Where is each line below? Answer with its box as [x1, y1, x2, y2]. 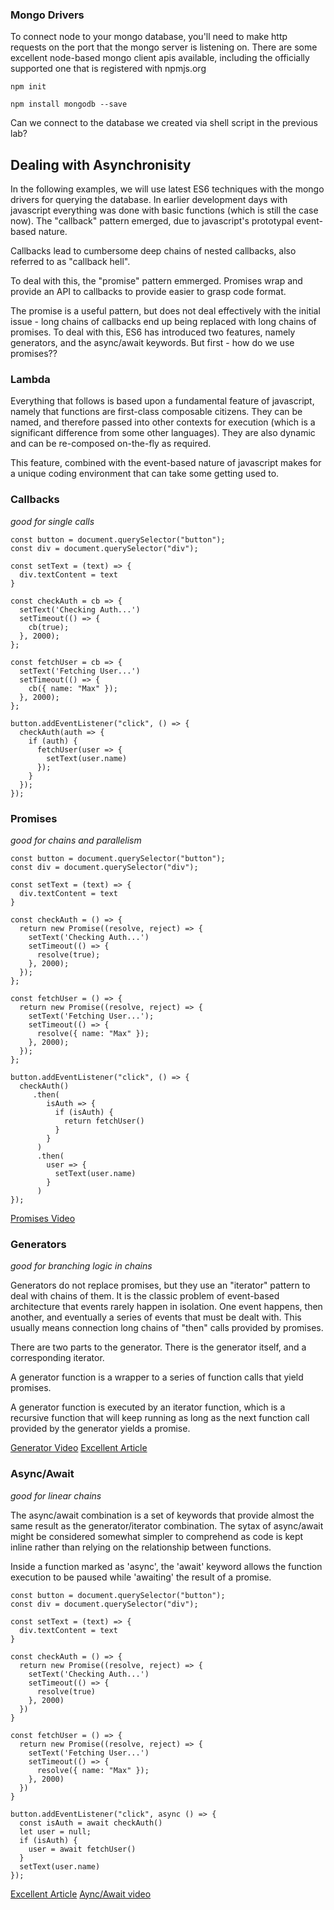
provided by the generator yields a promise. [10, 1423, 191, 1435]
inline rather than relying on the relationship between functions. [10, 1541, 272, 1553]
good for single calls [10, 515, 95, 527]
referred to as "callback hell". [10, 256, 131, 268]
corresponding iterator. [10, 1352, 105, 1364]
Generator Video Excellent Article [10, 1442, 148, 1454]
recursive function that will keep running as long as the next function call [10, 1412, 310, 1424]
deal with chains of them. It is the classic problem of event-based [10, 1290, 280, 1302]
